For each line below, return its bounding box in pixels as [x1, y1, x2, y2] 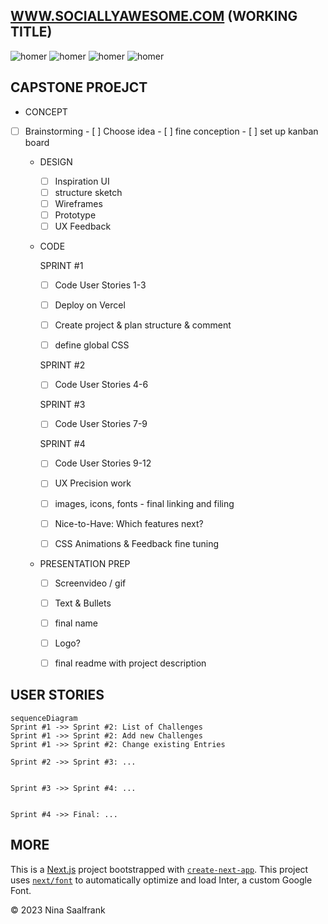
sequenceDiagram [10, 713, 78, 723]
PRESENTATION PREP [39, 557, 131, 569]
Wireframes [54, 197, 103, 209]
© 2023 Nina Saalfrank [10, 904, 106, 916]
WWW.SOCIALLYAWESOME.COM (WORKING [10, 8, 298, 25]
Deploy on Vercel [54, 299, 126, 311]
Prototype [54, 209, 97, 221]
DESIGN [39, 155, 73, 168]
